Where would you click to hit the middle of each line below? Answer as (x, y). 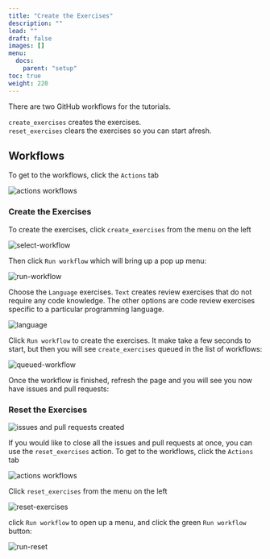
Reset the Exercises (48, 410)
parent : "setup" (50, 69)
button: (20, 531)
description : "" (35, 23)
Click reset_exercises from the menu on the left (88, 491)
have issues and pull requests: (59, 389)
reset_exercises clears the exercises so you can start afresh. (110, 131)
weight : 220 (28, 83)
